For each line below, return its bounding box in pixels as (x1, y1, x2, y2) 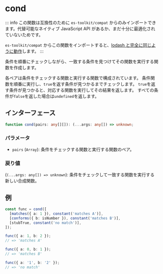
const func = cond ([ (5, 207, 47, 212)
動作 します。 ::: (13, 48, 44, 54)
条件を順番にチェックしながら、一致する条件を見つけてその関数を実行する (5, 58, 154, 64)
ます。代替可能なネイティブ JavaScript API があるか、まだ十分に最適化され (5, 25, 156, 32)
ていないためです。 (5, 32, 43, 37)
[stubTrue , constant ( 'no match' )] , (9, 220, 82, 225)
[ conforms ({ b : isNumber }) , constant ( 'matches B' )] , (9, 216, 121, 220)
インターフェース (5, 109, 56, 117)
